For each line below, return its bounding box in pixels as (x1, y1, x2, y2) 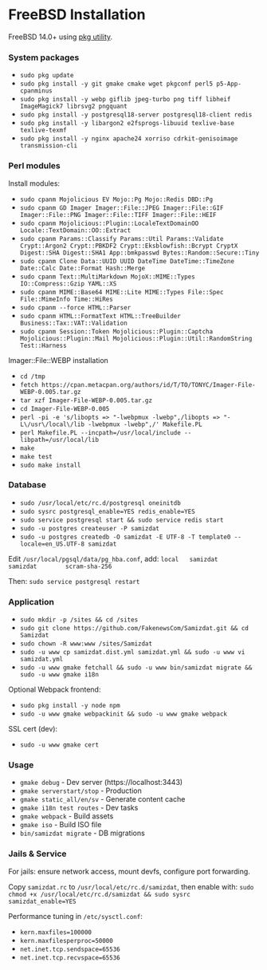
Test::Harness (19, 341, 67, 349)
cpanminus (19, 87, 53, 95)
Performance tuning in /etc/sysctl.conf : (8, 911, 143, 921)
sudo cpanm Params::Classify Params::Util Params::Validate (19, 235, 224, 242)
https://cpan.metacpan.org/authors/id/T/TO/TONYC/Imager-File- (41, 381, 257, 388)
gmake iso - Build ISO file (19, 820, 102, 830)
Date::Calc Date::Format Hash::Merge (19, 264, 146, 272)
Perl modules (8, 160, 61, 172)
